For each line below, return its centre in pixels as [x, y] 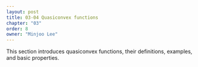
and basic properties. [33, 58]
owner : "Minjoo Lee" [32, 34]
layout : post [23, 12]
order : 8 [17, 29]
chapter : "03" [24, 23]
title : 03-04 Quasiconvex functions [52, 18]
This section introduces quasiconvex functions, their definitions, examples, [99, 51]
